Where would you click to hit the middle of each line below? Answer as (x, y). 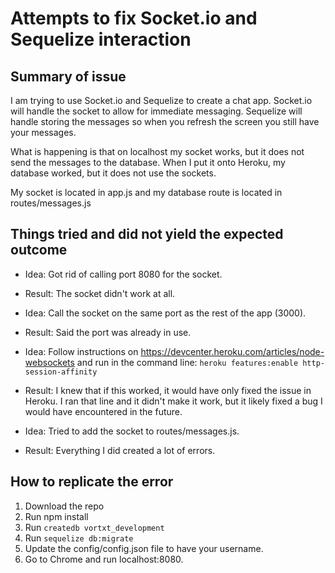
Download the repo (64, 506)
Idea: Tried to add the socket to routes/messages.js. (132, 431)
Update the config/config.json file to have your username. (144, 548)
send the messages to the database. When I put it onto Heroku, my (148, 162)
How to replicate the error (92, 482)
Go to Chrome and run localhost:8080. (104, 559)
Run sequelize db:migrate (79, 538)
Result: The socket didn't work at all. (100, 293)
